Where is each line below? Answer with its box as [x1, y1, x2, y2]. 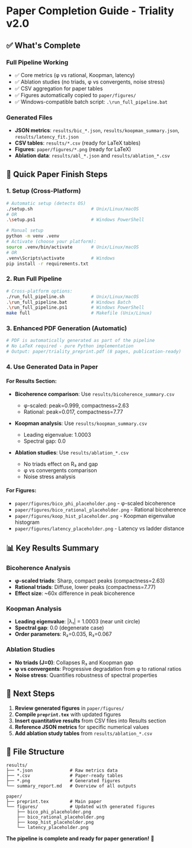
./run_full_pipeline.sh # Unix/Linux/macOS [6, 293, 139, 300]
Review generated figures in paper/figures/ [14, 704, 124, 712]
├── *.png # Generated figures [6, 778, 120, 784]
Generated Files [6, 113, 53, 121]
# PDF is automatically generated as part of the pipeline [6, 338, 155, 344]
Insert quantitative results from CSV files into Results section [14, 717, 167, 724]
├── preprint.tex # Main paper [6, 799, 102, 805]
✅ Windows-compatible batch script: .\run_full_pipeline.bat [14, 98, 168, 105]
